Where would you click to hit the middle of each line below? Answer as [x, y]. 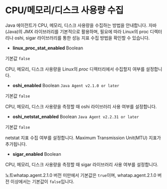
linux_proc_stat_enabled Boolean [48, 48]
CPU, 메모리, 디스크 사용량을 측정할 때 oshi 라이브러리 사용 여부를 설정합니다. [81, 106]
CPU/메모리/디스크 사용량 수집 [65, 10]
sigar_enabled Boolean [37, 154]
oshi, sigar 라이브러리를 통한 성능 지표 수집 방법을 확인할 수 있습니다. [82, 38]
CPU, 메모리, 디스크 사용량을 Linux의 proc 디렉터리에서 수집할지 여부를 [75, 69]
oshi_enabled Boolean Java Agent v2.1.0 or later [66, 85]
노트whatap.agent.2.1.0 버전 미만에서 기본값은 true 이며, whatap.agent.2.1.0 [81, 175]
